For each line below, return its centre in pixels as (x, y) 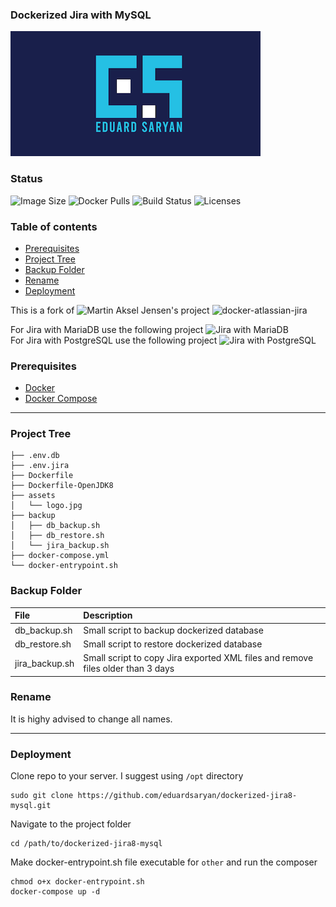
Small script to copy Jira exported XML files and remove (198, 658)
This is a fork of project (110, 310)
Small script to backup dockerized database (173, 630)
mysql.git (31, 806)
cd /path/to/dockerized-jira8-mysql (86, 844)
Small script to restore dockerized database (173, 644)
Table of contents (54, 226)
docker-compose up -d (55, 892)
